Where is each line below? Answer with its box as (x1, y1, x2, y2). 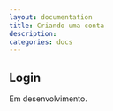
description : (9, 29, 57, 38)
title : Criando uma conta (9, 21, 104, 30)
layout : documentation (9, 12, 93, 22)
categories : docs (9, 37, 73, 47)
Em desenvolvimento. (9, 93, 88, 104)
